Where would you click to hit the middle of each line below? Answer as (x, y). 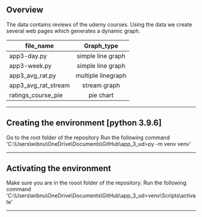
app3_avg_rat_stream (40, 85)
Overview (25, 10)
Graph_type (101, 46)
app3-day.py (28, 55)
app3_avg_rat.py (33, 75)
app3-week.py (31, 66)
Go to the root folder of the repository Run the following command (88, 137)
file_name (39, 46)
